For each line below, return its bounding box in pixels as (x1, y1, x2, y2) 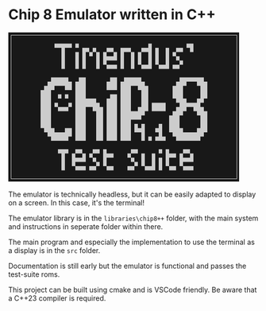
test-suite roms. (8, 269, 60, 279)
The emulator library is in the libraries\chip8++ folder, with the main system (8, 213, 259, 223)
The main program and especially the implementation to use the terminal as (8, 237, 256, 247)
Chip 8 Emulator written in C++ (8, 6, 216, 24)
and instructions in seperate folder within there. (8, 221, 164, 231)
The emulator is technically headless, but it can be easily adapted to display (8, 189, 256, 199)
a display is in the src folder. (8, 245, 101, 255)
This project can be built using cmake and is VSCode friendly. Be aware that (8, 285, 257, 294)
